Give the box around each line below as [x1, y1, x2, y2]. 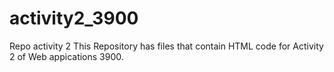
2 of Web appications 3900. [9, 50, 124, 62]
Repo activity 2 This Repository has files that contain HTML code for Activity [9, 40, 324, 52]
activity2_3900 [9, 7, 139, 30]
